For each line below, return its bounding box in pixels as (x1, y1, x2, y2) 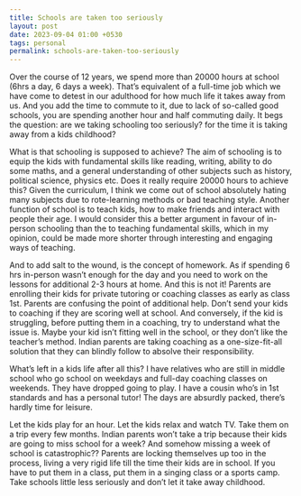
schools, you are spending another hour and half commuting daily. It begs (9, 110, 284, 121)
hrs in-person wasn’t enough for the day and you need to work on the (9, 270, 269, 280)
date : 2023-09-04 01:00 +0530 (9, 30, 123, 39)
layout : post (9, 22, 59, 31)
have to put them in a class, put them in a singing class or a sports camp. (9, 467, 281, 478)
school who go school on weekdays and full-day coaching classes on (9, 373, 268, 384)
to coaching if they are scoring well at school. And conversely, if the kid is (9, 308, 284, 318)
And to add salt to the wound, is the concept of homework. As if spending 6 (9, 260, 290, 271)
